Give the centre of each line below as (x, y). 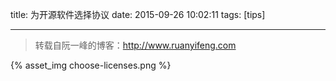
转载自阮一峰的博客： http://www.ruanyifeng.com (135, 45)
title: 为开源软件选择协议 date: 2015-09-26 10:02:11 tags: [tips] (138, 14)
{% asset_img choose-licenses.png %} (91, 65)
